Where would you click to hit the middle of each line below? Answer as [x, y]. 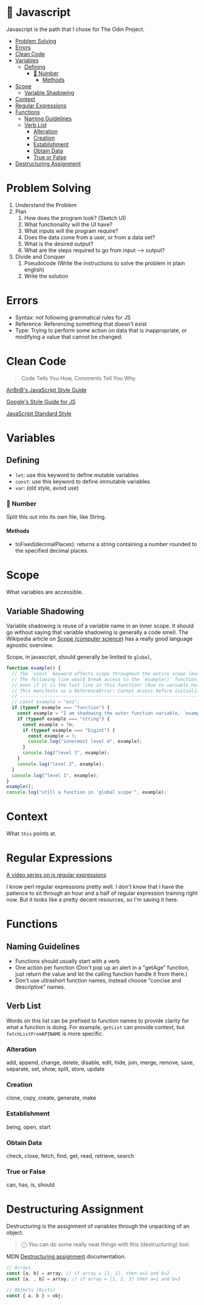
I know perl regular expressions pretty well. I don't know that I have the [95, 887]
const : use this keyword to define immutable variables [83, 481]
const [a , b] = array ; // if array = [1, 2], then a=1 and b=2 [88, 1273]
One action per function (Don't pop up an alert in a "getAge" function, [102, 968]
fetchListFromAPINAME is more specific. [55, 1033]
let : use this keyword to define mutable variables [77, 475]
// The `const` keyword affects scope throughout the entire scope [99, 674]
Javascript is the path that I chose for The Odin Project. [75, 29]
